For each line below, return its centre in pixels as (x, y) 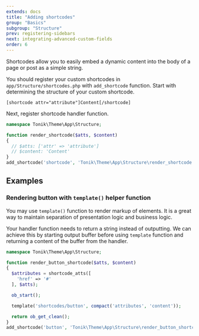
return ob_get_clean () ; (41, 316)
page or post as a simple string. (45, 67)
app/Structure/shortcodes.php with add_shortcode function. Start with (91, 85)
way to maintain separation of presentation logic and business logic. (89, 217)
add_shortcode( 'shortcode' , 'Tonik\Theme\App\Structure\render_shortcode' (100, 163)
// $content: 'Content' (41, 151)
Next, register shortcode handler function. (57, 114)
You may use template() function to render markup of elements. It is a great (99, 211)
